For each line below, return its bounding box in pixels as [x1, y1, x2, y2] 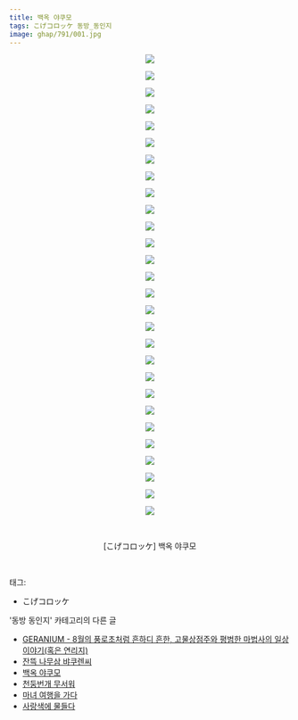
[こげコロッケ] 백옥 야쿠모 [103, 541, 197, 551]
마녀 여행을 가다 [21, 690, 78, 700]
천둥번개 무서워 [21, 679, 76, 690]
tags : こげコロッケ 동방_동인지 [9, 21, 112, 30]
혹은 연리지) [46, 645, 88, 656]
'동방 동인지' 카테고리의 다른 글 [9, 615, 117, 625]
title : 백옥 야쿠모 [9, 12, 72, 22]
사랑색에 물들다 [21, 701, 76, 712]
